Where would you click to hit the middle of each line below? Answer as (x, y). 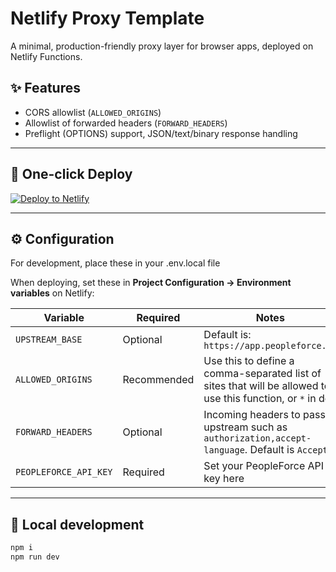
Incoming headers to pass (264, 415)
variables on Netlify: (52, 293)
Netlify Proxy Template (107, 18)
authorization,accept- (257, 438)
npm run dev (35, 557)
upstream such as (245, 427)
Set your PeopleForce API (264, 466)
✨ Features (45, 88)
